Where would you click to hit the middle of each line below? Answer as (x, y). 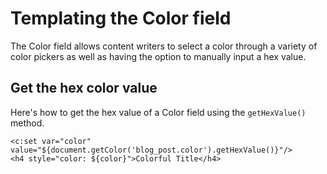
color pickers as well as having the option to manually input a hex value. (158, 56)
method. (27, 123)
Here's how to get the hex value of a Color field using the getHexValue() (158, 112)
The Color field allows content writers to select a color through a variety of (164, 46)
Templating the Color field (121, 18)
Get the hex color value (84, 88)
